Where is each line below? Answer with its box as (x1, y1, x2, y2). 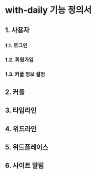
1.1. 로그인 (5, 42, 28, 49)
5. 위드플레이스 (5, 143, 48, 151)
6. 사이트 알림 (5, 162, 44, 170)
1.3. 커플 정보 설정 (5, 71, 45, 78)
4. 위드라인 (5, 124, 37, 133)
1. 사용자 (5, 26, 30, 34)
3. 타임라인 (5, 106, 37, 115)
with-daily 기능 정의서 (5, 4, 92, 16)
